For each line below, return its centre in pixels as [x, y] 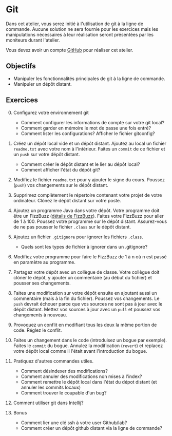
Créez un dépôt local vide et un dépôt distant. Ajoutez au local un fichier [90, 143]
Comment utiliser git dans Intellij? [48, 403]
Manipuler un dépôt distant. [43, 84]
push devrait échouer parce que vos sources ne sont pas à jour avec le [88, 304]
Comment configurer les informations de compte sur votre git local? [93, 122]
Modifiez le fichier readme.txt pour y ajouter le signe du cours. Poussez [89, 179]
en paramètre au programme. [44, 262]
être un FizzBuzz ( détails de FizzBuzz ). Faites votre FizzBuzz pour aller [88, 216]
